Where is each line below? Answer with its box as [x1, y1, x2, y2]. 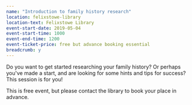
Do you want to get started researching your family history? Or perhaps [6, 63, 181, 70]
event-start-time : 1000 [6, 31, 65, 37]
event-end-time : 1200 [6, 36, 60, 42]
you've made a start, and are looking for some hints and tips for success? [6, 69, 186, 77]
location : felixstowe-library [6, 14, 81, 20]
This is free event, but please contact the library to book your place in [6, 87, 177, 94]
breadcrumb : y [6, 47, 42, 53]
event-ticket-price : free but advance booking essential [6, 42, 150, 48]
